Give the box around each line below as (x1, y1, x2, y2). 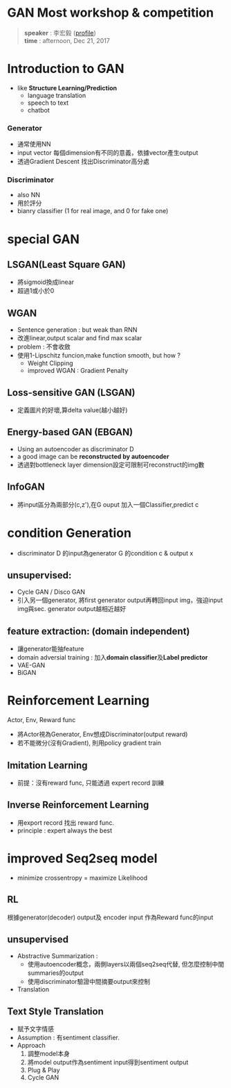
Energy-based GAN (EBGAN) (7, 426, 133, 438)
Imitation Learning (7, 759, 88, 771)
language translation (27, 91, 86, 99)
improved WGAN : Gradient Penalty (27, 367, 129, 375)
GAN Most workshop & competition (7, 5, 214, 21)
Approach (17, 1041, 46, 1050)
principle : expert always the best (17, 826, 113, 835)
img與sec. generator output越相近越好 (17, 605, 127, 613)
